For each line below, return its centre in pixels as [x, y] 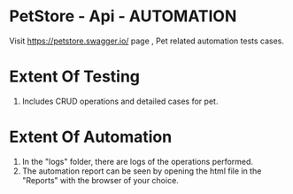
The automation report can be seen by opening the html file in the [142, 171]
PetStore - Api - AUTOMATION [123, 16]
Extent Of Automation [91, 137]
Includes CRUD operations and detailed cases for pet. [120, 101]
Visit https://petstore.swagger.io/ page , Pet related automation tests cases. [147, 41]
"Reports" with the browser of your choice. [100, 180]
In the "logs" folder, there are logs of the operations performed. [138, 161]
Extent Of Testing [74, 77]
